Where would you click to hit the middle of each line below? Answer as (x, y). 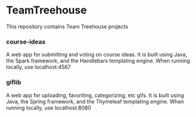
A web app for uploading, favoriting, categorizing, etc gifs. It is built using (95, 95)
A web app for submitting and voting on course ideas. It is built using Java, (97, 55)
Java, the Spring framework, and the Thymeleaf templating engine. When (95, 101)
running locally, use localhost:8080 (49, 108)
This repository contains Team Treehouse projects (67, 26)
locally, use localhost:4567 (39, 67)
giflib (14, 82)
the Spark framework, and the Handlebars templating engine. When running (98, 61)
